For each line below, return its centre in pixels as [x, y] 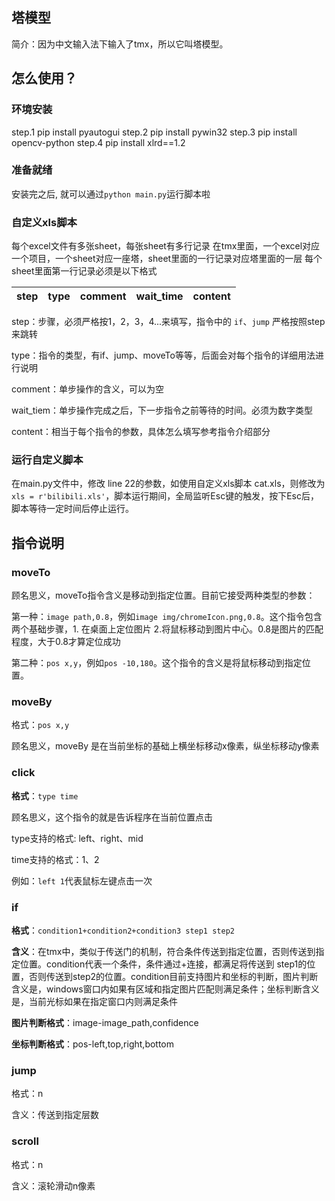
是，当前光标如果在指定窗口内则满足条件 [94, 1001]
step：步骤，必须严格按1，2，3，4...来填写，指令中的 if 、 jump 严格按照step [168, 322]
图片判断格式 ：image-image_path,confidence [105, 1022]
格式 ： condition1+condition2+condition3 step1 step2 [123, 930]
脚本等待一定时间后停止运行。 [72, 509]
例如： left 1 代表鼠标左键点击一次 [82, 880]
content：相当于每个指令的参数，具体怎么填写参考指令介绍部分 [141, 432]
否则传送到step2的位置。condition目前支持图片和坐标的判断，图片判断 [173, 976]
